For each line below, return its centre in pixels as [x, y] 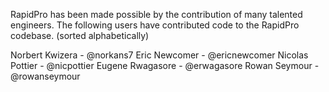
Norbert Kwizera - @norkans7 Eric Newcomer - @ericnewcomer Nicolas [159, 55]
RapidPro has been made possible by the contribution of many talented [156, 14]
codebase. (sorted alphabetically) [80, 35]
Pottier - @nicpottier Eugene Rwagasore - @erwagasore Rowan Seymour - [165, 65]
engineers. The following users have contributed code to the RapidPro [155, 25]
